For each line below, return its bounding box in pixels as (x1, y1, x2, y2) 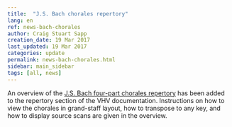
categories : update (7, 50, 65, 57)
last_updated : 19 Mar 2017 (7, 43, 87, 50)
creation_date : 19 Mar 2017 (7, 37, 91, 44)
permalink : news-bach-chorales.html (7, 56, 116, 64)
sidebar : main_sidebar (7, 63, 74, 70)
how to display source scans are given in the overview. (7, 111, 168, 120)
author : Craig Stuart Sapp (7, 30, 87, 37)
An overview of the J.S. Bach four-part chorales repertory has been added (7, 89, 225, 97)
